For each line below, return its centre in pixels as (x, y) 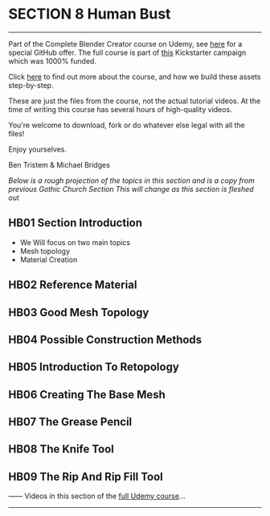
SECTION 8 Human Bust (90, 14)
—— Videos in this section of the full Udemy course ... (97, 496)
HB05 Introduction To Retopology (94, 367)
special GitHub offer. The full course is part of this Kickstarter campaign (127, 52)
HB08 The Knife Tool (61, 449)
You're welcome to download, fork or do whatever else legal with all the (127, 125)
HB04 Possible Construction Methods (105, 339)
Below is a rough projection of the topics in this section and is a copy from (131, 180)
